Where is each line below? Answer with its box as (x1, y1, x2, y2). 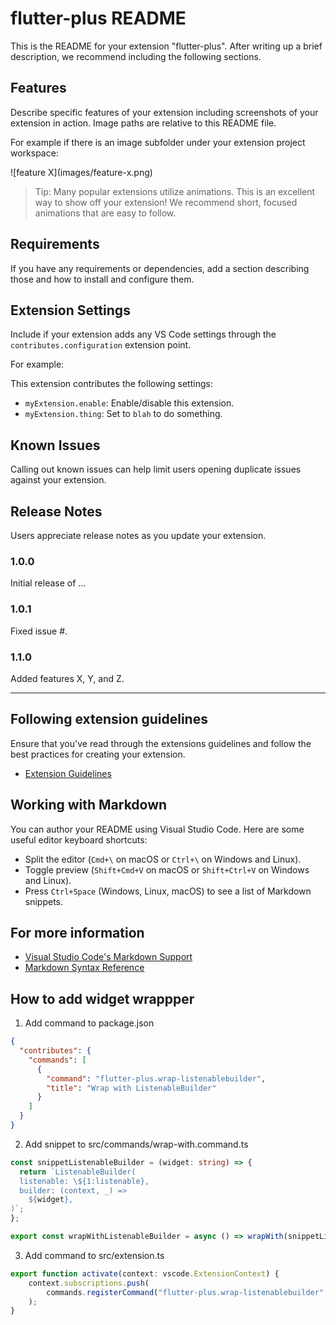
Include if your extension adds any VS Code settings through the (10, 328, 277, 341)
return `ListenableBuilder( (19, 1167, 137, 1177)
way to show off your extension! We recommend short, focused (34, 196, 298, 208)
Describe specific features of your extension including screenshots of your (10, 106, 319, 118)
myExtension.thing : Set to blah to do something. (24, 408, 223, 420)
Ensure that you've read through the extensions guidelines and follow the (10, 737, 312, 749)
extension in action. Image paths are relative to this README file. (10, 117, 277, 129)
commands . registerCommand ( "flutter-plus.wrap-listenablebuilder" (46, 1287, 325, 1297)
